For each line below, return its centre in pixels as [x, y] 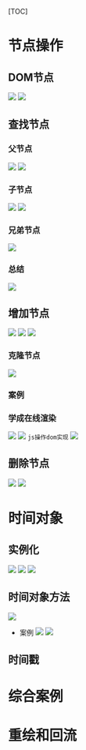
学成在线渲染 [32, 418]
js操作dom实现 [48, 437]
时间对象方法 [39, 597]
